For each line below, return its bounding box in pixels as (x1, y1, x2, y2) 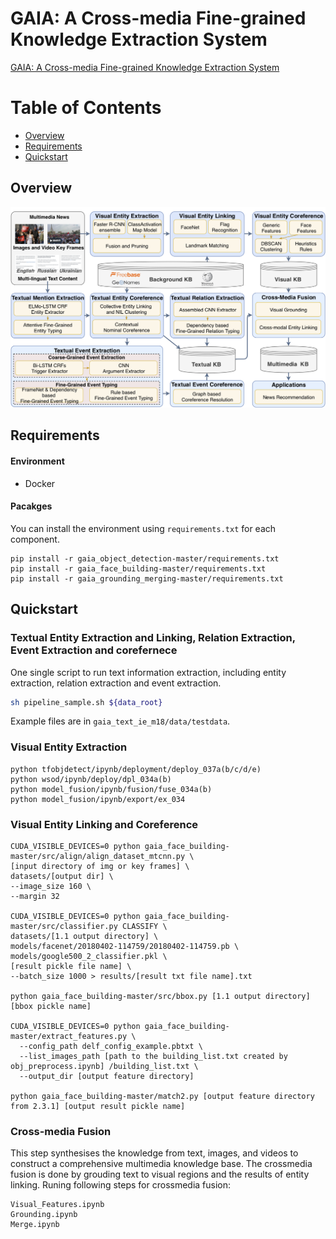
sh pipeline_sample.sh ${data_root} (10, 697, 163, 707)
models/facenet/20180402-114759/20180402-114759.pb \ (10, 942, 240, 952)
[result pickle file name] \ (10, 962, 132, 972)
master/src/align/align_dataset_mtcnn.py (10, 852, 186, 862)
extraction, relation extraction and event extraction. (10, 677, 222, 689)
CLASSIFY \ (121, 922, 168, 932)
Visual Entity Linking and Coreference (10, 817, 199, 831)
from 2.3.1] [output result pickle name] (10, 1102, 186, 1112)
